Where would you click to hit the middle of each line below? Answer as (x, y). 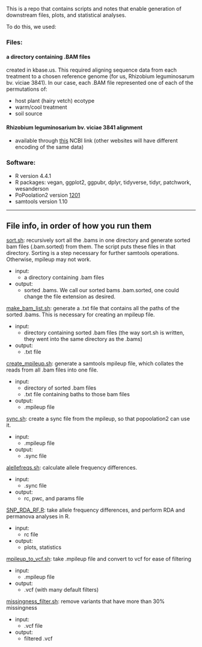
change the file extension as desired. (70, 296)
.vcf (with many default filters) (61, 590)
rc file (31, 535)
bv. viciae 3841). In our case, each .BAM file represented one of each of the (100, 83)
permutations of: (27, 89)
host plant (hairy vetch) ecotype (55, 101)
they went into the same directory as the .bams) (83, 339)
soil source (29, 114)
